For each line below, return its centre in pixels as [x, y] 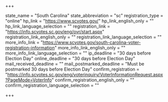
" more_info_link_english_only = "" [90, 48]
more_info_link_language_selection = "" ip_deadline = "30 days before [78, 53]
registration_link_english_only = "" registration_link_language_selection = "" [83, 37]
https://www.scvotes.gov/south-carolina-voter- [92, 42]
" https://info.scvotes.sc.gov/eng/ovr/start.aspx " [55, 32]
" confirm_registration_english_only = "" [93, 80]
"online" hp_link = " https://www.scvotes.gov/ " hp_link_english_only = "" [79, 21]
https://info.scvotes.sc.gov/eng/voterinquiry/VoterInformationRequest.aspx [85, 74]
